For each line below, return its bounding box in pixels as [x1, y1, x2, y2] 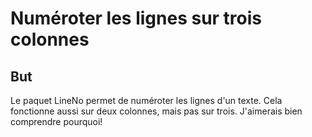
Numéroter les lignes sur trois [10, 7, 263, 30]
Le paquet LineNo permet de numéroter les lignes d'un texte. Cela [10, 95, 283, 106]
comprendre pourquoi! [10, 116, 103, 127]
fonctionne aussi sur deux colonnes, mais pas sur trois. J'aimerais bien [10, 105, 303, 117]
